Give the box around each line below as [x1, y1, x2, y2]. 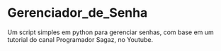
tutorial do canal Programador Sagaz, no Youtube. [7, 35, 154, 43]
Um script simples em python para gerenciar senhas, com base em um [7, 28, 214, 36]
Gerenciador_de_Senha [7, 5, 148, 21]
